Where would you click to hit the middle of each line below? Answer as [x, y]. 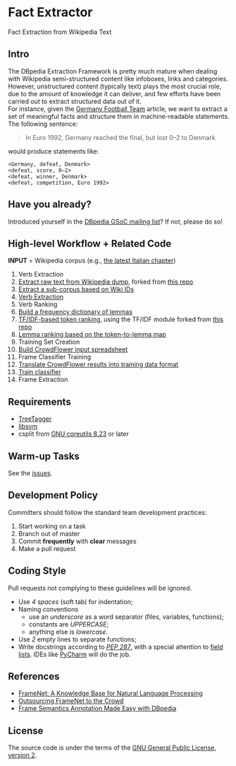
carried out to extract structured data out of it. [75, 101]
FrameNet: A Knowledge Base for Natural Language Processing [110, 693]
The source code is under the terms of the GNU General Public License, [112, 748]
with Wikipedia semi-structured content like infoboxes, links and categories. [118, 79]
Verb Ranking [38, 304]
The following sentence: [43, 124]
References [34, 677]
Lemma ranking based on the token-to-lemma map [92, 335]
